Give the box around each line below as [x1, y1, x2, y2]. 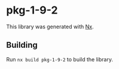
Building [6, 40, 38, 50]
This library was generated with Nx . [6, 23, 94, 30]
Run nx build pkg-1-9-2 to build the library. [6, 55, 114, 63]
